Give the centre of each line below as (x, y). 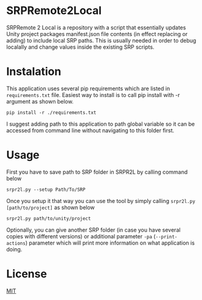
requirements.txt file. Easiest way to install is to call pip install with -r (93, 95)
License (27, 274)
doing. (14, 249)
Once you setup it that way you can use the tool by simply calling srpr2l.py (101, 201)
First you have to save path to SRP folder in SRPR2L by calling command (97, 172)
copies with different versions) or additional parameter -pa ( (81, 236)
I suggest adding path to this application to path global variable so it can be (101, 124)
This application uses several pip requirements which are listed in (88, 88)
